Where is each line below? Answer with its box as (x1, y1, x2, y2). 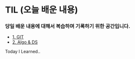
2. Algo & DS (12, 39, 38, 45)
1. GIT (12, 34, 24, 40)
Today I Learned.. (5, 49, 41, 55)
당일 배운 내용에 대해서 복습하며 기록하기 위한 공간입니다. (5, 23, 131, 29)
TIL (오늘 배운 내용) (5, 4, 78, 15)
